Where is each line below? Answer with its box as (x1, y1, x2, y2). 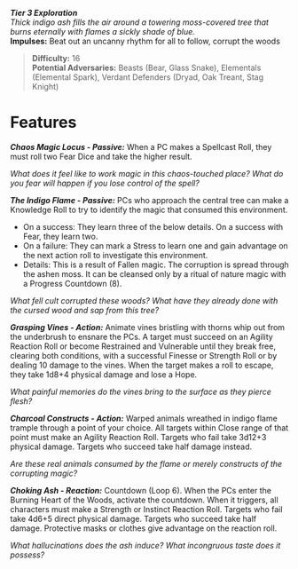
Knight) (31, 82, 59, 91)
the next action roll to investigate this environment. (22, 249, 208, 260)
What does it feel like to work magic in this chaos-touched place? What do (10, 168, 284, 178)
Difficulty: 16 (31, 53, 81, 63)
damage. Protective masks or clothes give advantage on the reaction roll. (10, 523, 278, 533)
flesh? (10, 395, 33, 407)
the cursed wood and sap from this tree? (10, 304, 160, 315)
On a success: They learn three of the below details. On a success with (22, 221, 283, 232)
